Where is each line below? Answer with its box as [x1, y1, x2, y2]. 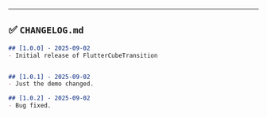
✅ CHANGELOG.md [8, 23, 84, 36]
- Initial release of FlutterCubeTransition [8, 51, 158, 59]
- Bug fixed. [8, 102, 52, 110]
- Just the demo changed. [8, 80, 94, 88]
